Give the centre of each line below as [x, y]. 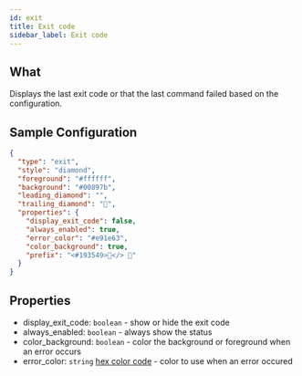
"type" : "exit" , [48, 162]
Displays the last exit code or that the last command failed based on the [144, 94]
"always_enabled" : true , [73, 229]
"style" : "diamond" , [57, 170]
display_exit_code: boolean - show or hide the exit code [126, 322]
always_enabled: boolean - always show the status [117, 332]
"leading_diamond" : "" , [62, 196]
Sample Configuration [73, 132]
